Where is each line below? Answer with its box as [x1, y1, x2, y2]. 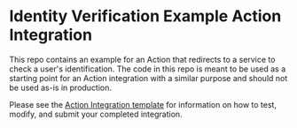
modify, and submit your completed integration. [9, 109, 184, 119]
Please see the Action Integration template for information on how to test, [9, 99, 277, 109]
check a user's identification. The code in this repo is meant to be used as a [9, 64, 286, 74]
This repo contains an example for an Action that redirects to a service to [9, 54, 276, 64]
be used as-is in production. [9, 82, 113, 93]
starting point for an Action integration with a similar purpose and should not [9, 72, 288, 83]
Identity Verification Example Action [9, 6, 282, 26]
